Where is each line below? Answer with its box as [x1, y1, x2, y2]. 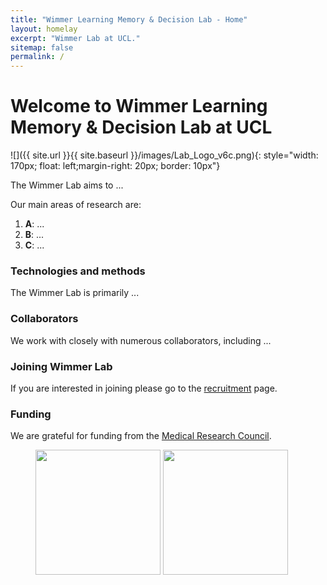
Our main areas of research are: [10, 199, 142, 211]
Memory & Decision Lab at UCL [10, 116, 273, 139]
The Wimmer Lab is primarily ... [10, 287, 140, 299]
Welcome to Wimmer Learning [10, 95, 268, 118]
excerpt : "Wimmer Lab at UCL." [10, 33, 141, 43]
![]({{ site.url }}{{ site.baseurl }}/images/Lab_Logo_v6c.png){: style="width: [10, 149, 319, 161]
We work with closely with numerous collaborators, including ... [10, 334, 272, 346]
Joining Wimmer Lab [10, 359, 113, 373]
